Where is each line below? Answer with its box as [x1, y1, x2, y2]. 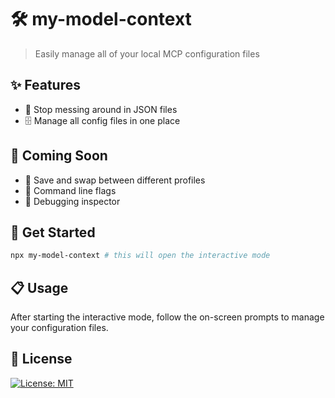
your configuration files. [10, 322, 109, 334]
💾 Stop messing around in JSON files [24, 103, 178, 115]
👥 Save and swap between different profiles [24, 174, 206, 186]
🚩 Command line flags [24, 184, 117, 196]
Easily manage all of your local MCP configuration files [34, 47, 260, 60]
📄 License [10, 351, 73, 368]
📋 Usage [10, 279, 69, 296]
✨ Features [10, 77, 81, 94]
